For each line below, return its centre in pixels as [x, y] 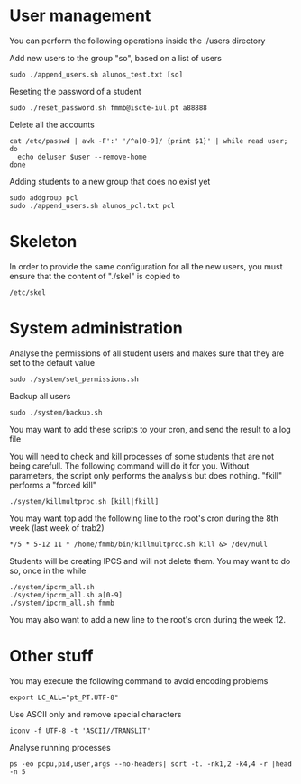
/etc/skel [28, 292]
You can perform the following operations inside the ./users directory [137, 41]
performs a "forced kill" [53, 485]
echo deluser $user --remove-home [82, 157]
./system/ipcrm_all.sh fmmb [62, 603]
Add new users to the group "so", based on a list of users [116, 58]
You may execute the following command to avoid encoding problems [139, 680]
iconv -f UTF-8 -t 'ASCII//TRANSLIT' [80, 731]
